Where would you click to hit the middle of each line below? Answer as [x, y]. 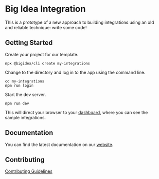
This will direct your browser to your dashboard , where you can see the [77, 112]
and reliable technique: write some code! [46, 27]
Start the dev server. [26, 94]
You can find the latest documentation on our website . [59, 145]
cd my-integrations [25, 81]
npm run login [19, 85]
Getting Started [29, 43]
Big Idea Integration [45, 9]
